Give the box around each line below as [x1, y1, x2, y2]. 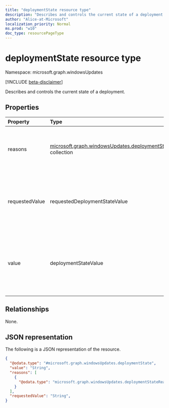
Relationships [5, 305, 49, 314]
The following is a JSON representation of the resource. [5, 346, 121, 353]
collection [50, 149, 73, 156]
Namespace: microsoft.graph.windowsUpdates [5, 69, 103, 75]
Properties [5, 103, 39, 112]
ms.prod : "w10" [5, 26, 37, 31]
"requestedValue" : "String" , [10, 393, 71, 398]
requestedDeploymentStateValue [50, 197, 128, 205]
